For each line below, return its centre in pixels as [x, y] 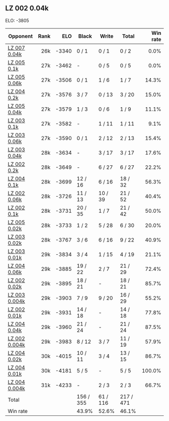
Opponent [21, 36]
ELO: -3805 [17, 20]
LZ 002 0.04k [27, 8]
